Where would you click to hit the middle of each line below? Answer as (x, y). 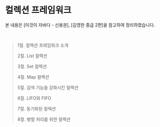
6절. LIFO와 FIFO (34, 98)
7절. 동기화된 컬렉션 (37, 109)
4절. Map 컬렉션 (33, 77)
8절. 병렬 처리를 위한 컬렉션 (44, 119)
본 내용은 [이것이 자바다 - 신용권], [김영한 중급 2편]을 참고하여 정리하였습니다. (80, 25)
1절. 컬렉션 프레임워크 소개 (43, 45)
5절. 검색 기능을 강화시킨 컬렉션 (48, 87)
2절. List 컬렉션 (32, 56)
